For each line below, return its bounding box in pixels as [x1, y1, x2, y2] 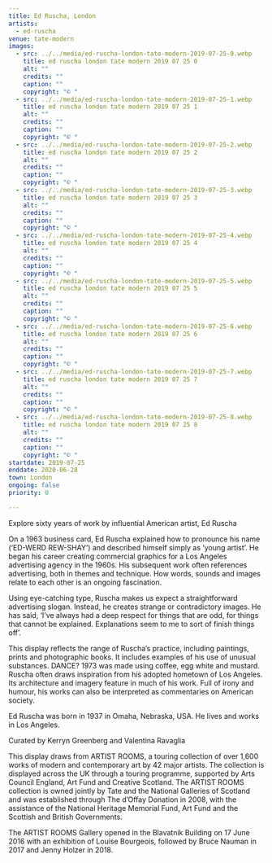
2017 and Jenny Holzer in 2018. [8, 844, 114, 855]
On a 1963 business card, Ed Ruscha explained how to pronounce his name [8, 534, 261, 544]
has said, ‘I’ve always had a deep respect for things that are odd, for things [8, 610, 259, 620]
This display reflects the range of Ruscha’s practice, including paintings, [8, 643, 249, 653]
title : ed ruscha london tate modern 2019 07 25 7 [23, 375, 198, 383]
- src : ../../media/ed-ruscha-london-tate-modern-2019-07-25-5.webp [15, 277, 253, 285]
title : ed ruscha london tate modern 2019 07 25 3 [23, 193, 198, 202]
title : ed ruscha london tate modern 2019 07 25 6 [23, 330, 198, 338]
